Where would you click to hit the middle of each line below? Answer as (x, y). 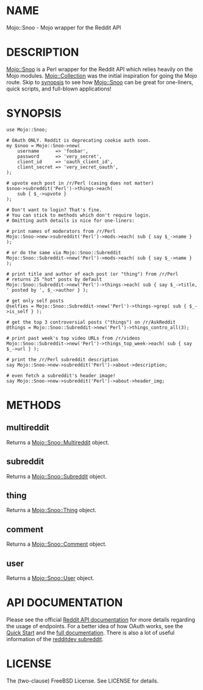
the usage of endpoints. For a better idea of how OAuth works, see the (95, 626)
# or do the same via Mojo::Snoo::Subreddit (64, 252)
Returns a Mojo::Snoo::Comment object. (56, 544)
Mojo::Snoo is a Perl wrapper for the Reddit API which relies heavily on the (100, 69)
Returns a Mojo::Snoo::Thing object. (51, 510)
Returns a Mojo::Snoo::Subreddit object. (56, 476)
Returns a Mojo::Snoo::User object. (50, 578)
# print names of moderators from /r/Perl (61, 231)
